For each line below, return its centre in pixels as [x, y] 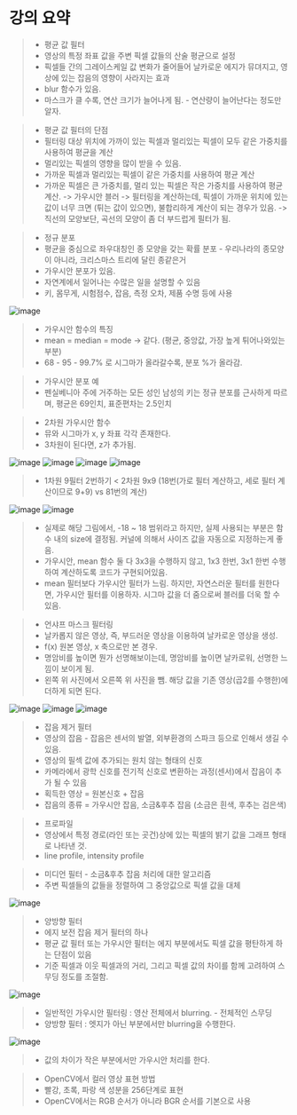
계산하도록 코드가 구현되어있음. [114, 572]
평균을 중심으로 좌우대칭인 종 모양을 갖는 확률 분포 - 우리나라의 [152, 249]
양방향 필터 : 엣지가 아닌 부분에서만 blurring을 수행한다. [140, 1024]
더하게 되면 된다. [73, 691]
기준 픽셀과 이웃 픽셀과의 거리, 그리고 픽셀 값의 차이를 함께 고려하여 [160, 965]
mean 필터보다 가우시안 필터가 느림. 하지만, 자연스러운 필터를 [150, 583]
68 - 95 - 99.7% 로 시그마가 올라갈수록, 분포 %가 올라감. [143, 362]
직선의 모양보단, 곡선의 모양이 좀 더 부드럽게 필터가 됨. [137, 218]
